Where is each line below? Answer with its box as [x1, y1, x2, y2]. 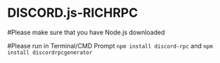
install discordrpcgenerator [7, 49, 93, 56]
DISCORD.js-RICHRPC [7, 5, 138, 21]
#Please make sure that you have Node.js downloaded [7, 28, 165, 36]
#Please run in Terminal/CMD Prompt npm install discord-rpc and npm [7, 41, 213, 50]
